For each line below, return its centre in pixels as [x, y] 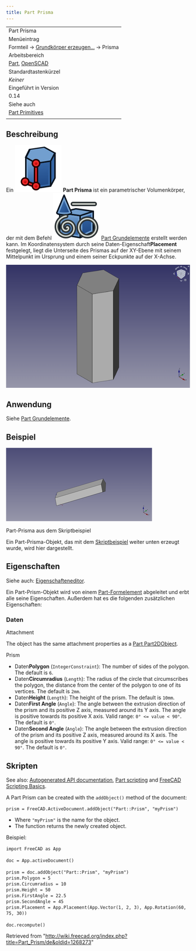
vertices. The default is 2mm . [48, 691]
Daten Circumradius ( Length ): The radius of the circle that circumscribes [101, 679]
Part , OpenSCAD [28, 63]
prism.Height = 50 [28, 890]
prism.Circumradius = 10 [36, 884]
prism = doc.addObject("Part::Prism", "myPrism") [68, 872]
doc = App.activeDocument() [40, 860]
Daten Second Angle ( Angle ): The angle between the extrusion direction [100, 729]
